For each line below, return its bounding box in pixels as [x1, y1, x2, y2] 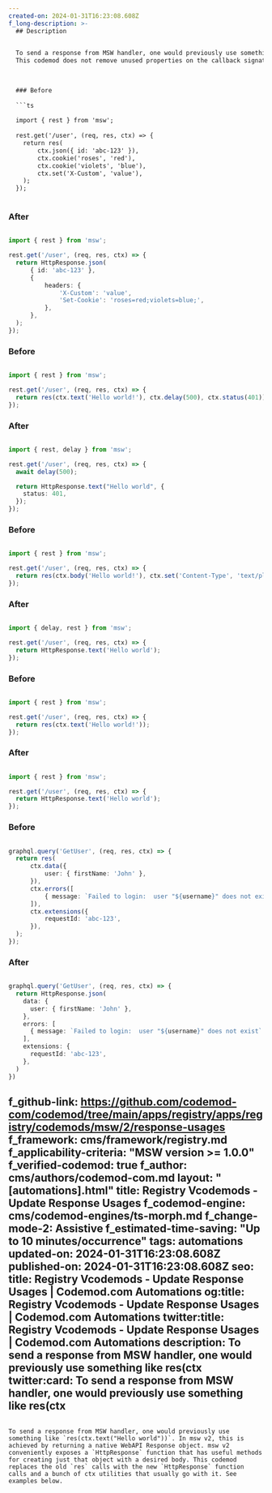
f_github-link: [8, 1095, 79, 1109]
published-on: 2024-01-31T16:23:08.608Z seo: [8, 1260, 254, 1273]
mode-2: [8, 1221, 53, 1235]
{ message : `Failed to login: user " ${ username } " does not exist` [29, 1027, 263, 1036]
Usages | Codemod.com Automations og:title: [8, 1285, 245, 1298]
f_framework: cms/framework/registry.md [8, 1132, 228, 1147]
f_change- [205, 1209, 258, 1222]
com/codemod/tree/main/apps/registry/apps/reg [8, 1107, 263, 1121]
